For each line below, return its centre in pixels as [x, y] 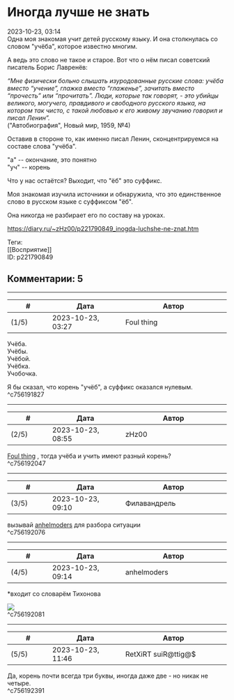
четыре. [19, 683]
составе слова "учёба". [42, 146]
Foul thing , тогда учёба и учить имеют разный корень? [89, 456]
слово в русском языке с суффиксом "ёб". [70, 201]
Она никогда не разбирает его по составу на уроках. [86, 215]
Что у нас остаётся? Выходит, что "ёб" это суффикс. [85, 180]
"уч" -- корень [29, 167]
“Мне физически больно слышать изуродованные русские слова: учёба [116, 80]
